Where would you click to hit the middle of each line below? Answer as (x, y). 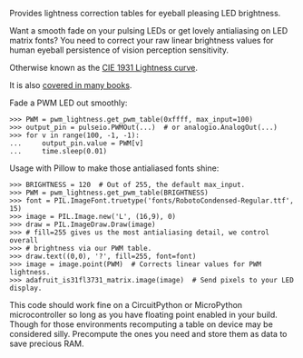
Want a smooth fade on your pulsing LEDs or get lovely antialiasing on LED (149, 30)
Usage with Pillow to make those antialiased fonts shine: (114, 168)
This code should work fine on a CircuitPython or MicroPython (126, 305)
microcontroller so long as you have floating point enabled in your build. (144, 314)
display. (26, 288)
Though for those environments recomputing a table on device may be (142, 324)
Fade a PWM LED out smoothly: (68, 103)
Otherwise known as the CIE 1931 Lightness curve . (103, 68)
